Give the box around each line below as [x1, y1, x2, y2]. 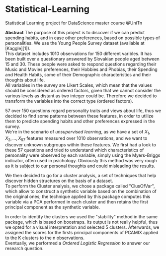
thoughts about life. [5, 77, 45, 83]
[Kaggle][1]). [5, 45, 31, 51]
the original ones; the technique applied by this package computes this [5, 193, 151, 199]
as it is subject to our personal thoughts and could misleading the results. [5, 163, 156, 169]
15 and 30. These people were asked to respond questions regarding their [5, 61, 157, 67]
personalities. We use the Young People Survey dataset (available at [5, 40, 145, 46]
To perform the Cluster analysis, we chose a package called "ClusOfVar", [5, 183, 155, 189]
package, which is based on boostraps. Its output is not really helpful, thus [5, 219, 158, 225]
